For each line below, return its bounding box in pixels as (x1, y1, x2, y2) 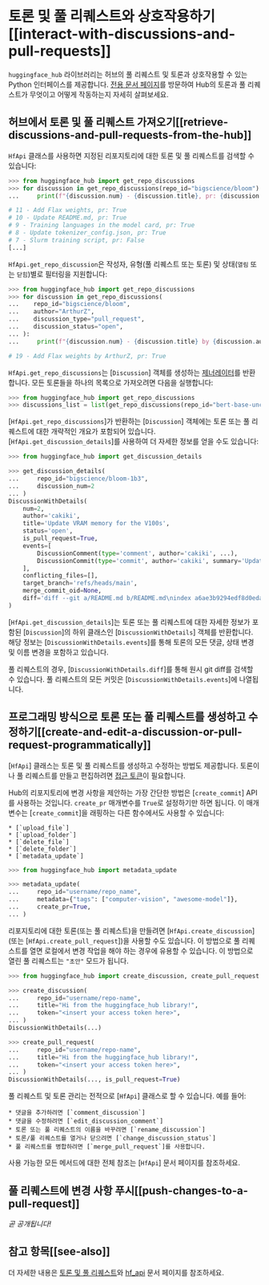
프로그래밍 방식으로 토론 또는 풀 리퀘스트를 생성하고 (8, 710, 247, 724)
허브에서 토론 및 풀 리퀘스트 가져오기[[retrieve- (8, 116, 229, 129)
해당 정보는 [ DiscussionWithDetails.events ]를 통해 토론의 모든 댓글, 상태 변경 (8, 637, 255, 647)
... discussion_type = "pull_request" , (8, 315, 146, 324)
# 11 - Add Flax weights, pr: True (8, 206, 127, 214)
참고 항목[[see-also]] (8, 1245, 110, 1258)
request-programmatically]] (8, 738, 151, 752)
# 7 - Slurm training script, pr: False (8, 236, 146, 244)
